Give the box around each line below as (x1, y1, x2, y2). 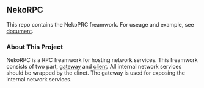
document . (6, 27, 34, 35)
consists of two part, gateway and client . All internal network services (6, 63, 182, 70)
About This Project (6, 42, 63, 51)
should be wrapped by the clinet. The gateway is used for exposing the (6, 69, 185, 76)
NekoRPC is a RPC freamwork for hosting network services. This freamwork (6, 56, 198, 64)
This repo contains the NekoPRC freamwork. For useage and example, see (6, 21, 194, 28)
